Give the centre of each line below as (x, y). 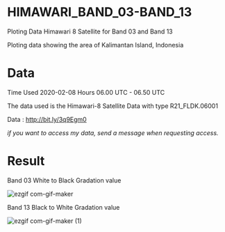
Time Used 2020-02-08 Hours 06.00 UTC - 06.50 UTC (86, 92)
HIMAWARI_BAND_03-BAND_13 (100, 12)
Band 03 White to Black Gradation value (64, 180)
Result (26, 161)
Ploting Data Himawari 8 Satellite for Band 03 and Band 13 (90, 31)
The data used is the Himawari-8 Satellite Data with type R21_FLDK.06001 (113, 106)
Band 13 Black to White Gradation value (64, 207)
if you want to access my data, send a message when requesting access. (113, 132)
